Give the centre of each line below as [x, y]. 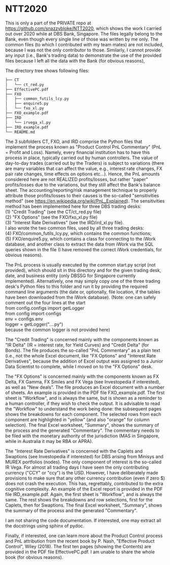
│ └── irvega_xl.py [28, 123]
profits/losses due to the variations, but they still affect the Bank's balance [83, 185]
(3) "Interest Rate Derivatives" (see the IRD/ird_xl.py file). [65, 223]
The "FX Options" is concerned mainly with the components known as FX [82, 376]
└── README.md [20, 132]
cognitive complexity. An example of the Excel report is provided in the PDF [84, 489]
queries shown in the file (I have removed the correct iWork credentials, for [84, 250]
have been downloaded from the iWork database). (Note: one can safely [81, 298]
